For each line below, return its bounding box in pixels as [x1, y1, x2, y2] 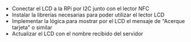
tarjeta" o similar [11, 24, 52, 31]
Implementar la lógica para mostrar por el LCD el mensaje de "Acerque [11, 18, 186, 24]
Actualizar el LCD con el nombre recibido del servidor [11, 30, 143, 37]
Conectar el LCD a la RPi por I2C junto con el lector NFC [11, 5, 150, 12]
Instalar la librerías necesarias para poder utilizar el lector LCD [11, 11, 165, 18]
